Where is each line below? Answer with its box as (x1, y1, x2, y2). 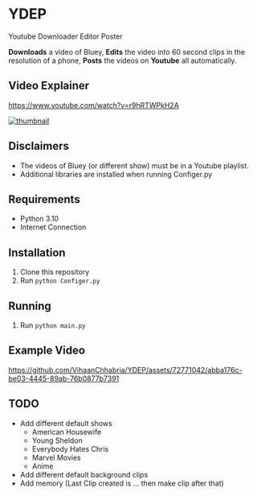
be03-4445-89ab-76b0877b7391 (8, 374, 120, 383)
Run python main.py (19, 320, 86, 330)
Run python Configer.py (19, 275, 100, 286)
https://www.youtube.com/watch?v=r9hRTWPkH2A (8, 100, 179, 110)
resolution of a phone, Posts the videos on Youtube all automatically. (8, 56, 237, 65)
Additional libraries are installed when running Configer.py (19, 169, 213, 179)
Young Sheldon (31, 436, 83, 445)
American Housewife (31, 427, 102, 436)
